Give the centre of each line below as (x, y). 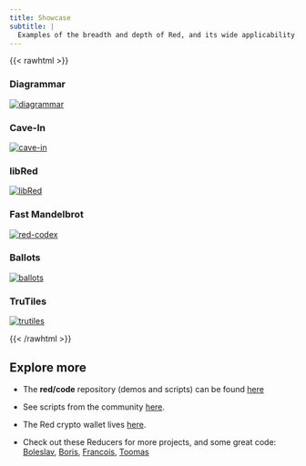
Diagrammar (38, 85)
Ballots (25, 258)
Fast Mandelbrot (46, 215)
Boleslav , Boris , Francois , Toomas (86, 451)
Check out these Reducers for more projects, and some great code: (149, 441)
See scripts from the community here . (94, 407)
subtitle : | (32, 26)
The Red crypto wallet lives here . (84, 424)
